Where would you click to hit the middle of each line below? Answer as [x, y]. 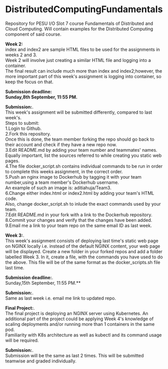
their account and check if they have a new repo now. [61, 144]
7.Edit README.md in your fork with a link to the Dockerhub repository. [79, 215]
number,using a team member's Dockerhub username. [62, 182]
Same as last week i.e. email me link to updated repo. [61, 298]
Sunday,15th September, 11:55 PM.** [43, 283]
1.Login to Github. [24, 128]
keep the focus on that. [29, 82]
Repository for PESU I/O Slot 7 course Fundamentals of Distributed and [79, 23]
